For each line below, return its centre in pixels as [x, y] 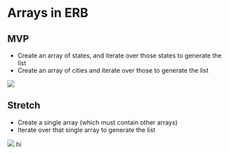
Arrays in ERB [48, 13]
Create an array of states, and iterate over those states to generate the [119, 55]
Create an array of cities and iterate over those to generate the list [113, 70]
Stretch [24, 105]
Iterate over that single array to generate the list [86, 129]
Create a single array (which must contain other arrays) [97, 122]
